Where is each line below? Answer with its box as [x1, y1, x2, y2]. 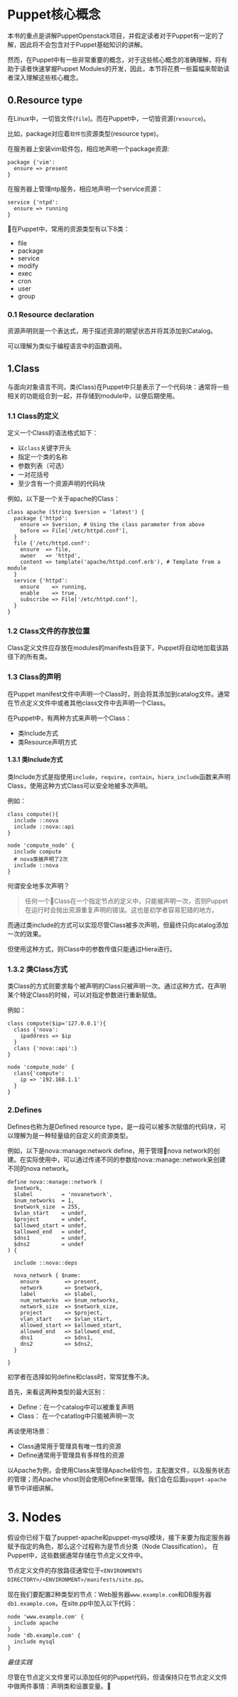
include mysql [13, 1639, 55, 1646]
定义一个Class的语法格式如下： [7, 429, 99, 437]
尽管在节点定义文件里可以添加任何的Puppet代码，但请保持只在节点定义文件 [7, 1673, 228, 1681]
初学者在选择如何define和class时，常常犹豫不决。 [7, 1372, 153, 1381]
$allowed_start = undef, [13, 1222, 87, 1229]
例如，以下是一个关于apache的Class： [7, 494, 121, 503]
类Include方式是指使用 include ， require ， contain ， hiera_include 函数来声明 [7, 772, 231, 780]
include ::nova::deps [13, 1259, 78, 1266]
